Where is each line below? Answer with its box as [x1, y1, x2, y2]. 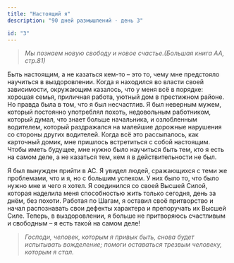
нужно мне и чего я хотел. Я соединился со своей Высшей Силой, [7, 182, 208, 190]
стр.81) [24, 57, 46, 65]
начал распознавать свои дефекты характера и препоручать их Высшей [7, 204, 227, 213]
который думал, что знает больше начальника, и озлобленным [7, 115, 197, 124]
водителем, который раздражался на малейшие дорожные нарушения [7, 123, 222, 131]
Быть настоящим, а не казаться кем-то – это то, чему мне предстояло [7, 70, 220, 78]
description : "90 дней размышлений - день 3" [7, 17, 143, 24]
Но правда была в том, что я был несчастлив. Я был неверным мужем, [7, 100, 222, 109]
